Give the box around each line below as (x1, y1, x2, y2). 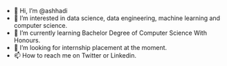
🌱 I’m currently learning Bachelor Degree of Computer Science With (13, 28, 208, 37)
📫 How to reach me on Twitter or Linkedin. (13, 51, 137, 59)
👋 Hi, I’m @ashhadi (13, 7, 68, 15)
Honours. (13, 36, 41, 44)
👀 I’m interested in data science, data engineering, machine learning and (13, 14, 220, 22)
